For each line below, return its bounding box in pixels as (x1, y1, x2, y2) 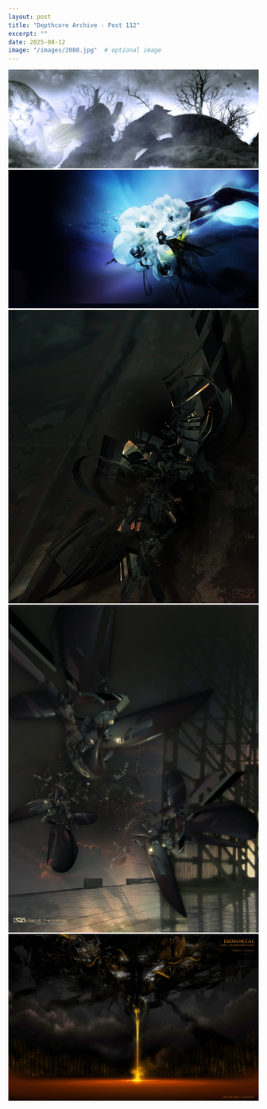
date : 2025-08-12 (8, 38, 66, 46)
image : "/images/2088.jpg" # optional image (8, 46, 161, 55)
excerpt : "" (8, 29, 48, 37)
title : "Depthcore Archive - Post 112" (8, 21, 141, 29)
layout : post (8, 13, 52, 21)
